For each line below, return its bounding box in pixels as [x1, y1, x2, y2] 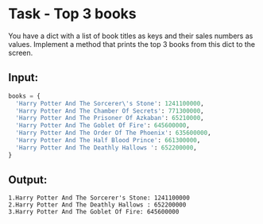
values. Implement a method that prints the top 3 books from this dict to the [8, 39, 256, 48]
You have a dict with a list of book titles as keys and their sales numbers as [8, 31, 253, 41]
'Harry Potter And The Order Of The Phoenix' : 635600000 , [15, 129, 212, 137]
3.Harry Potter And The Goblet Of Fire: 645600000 [8, 208, 180, 216]
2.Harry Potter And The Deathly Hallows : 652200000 [8, 201, 187, 209]
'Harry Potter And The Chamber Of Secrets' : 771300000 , [15, 106, 204, 115]
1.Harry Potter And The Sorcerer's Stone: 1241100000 [8, 194, 191, 203]
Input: [8, 71, 38, 84]
